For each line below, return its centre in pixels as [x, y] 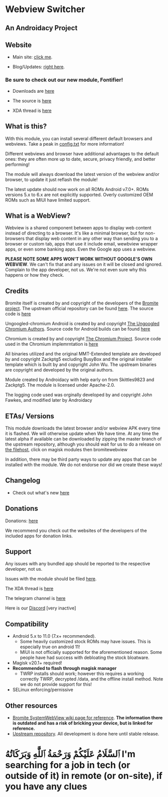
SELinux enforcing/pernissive [43, 690]
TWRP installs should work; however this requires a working [82, 673]
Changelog [23, 481]
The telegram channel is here [36, 598]
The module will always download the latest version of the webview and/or [82, 174]
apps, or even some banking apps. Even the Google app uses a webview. [81, 249]
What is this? [26, 126]
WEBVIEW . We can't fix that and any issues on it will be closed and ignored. [84, 264]
